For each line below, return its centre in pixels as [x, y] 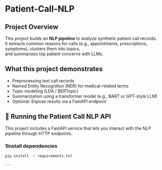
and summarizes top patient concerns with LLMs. [54, 54]
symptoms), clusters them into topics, [43, 49]
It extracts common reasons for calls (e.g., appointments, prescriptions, [76, 44]
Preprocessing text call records [43, 80]
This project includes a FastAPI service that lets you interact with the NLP [78, 128]
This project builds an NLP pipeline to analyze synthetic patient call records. [81, 38]
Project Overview [32, 27]
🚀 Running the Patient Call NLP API [58, 116]
